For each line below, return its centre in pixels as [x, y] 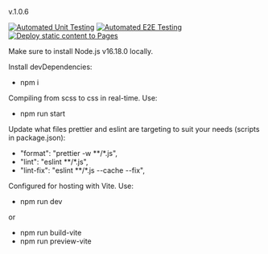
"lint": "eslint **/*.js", [54, 162]
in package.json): [37, 137]
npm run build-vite [51, 233]
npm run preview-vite [56, 241]
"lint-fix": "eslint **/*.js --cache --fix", [82, 170]
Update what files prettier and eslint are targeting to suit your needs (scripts [134, 129]
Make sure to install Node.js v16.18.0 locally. [81, 51]
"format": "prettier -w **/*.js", [69, 153]
